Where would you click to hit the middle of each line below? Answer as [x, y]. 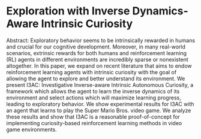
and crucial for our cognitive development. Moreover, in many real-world [96, 47]
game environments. [31, 129]
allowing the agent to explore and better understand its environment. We [96, 78]
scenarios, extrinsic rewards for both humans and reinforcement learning [97, 53]
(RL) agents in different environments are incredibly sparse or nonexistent [97, 59]
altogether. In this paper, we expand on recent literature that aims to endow [99, 66]
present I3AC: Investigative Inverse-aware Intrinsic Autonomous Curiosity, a [100, 84]
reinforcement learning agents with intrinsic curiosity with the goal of [91, 72]
